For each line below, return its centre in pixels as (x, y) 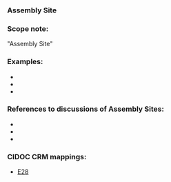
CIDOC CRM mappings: (47, 156)
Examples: (25, 62)
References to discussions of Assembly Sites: (85, 109)
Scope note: (28, 28)
